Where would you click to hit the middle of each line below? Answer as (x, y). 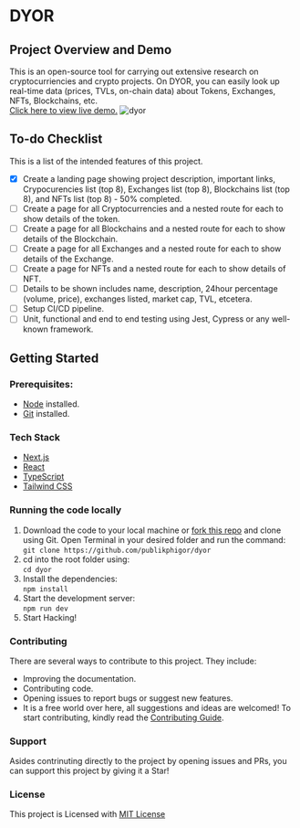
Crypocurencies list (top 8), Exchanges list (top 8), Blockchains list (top (156, 189)
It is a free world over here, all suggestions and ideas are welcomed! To (157, 707)
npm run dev (45, 609)
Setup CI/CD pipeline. (63, 309)
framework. (72, 329)
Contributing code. (58, 688)
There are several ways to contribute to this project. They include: (133, 661)
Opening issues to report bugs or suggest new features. (128, 698)
